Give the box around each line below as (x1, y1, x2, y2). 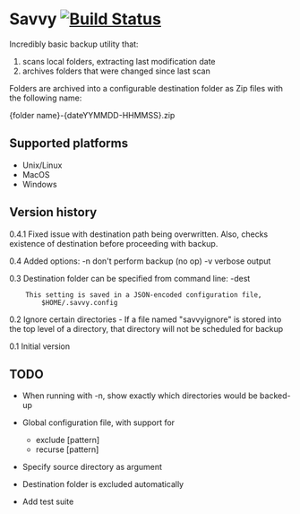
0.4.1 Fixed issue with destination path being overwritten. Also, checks (9, 229, 269, 240)
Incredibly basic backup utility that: (9, 39, 139, 49)
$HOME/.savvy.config (41, 298, 118, 307)
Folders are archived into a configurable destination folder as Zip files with (9, 83, 284, 93)
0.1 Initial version (9, 341, 70, 352)
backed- (259, 390, 291, 401)
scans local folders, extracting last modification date (21, 56, 217, 66)
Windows (21, 179, 57, 189)
